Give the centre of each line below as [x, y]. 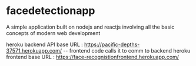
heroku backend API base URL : [45, 44]
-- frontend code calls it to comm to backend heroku [127, 50]
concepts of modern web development [53, 33]
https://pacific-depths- [112, 44]
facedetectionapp [51, 11]
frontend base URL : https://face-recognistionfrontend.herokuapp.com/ [93, 57]
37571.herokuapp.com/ [34, 50]
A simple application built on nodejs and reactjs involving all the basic [90, 27]
